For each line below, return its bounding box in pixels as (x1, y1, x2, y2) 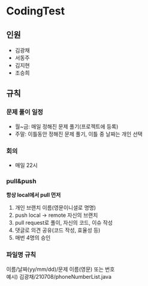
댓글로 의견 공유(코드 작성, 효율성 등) (14, 227, 101, 234)
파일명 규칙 (6, 251, 37, 259)
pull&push (6, 177, 37, 185)
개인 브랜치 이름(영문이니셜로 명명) (14, 204, 96, 211)
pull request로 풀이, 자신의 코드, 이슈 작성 (14, 219, 113, 227)
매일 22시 (14, 161, 38, 169)
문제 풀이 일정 (6, 108, 44, 117)
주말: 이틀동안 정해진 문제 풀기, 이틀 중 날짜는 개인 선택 (14, 130, 143, 138)
